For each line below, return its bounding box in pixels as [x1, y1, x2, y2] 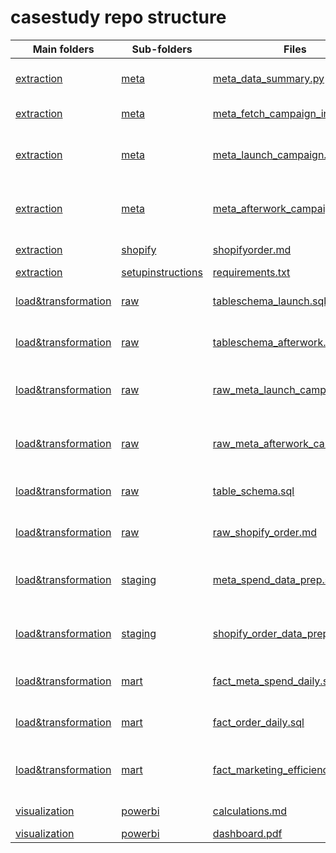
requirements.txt [212, 265, 291, 279]
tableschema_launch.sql [212, 294, 327, 308]
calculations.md [212, 804, 288, 818]
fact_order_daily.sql [212, 715, 305, 729]
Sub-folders [131, 42, 193, 56]
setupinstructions [121, 265, 203, 279]
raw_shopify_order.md [212, 525, 317, 539]
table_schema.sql [212, 484, 295, 498]
